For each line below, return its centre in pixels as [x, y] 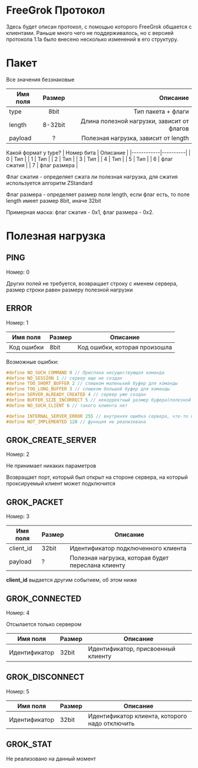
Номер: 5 [18, 691]
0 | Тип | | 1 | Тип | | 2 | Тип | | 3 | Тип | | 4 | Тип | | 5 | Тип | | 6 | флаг [90, 159]
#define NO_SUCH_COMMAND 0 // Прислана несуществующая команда [85, 372]
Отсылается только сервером [44, 624]
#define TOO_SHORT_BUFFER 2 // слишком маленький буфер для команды [92, 384]
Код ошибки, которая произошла [125, 347]
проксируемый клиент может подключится [61, 484]
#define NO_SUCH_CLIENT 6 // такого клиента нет [67, 406]
